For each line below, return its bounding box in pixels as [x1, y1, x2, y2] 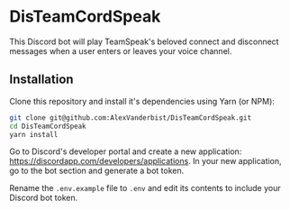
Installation [9, 72, 74, 87]
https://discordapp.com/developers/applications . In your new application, [9, 156, 282, 167]
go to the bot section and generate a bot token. [9, 165, 185, 177]
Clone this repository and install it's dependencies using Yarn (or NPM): [9, 96, 275, 106]
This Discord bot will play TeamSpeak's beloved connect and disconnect [9, 36, 279, 47]
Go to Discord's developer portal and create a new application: [9, 146, 242, 157]
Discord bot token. [9, 192, 78, 204]
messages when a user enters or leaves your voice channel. [9, 45, 232, 56]
